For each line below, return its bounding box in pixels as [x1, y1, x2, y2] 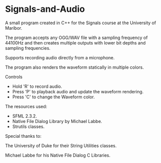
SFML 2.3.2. [12, 113, 37, 119]
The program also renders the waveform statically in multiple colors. [5, 64, 144, 70]
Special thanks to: [5, 133, 42, 139]
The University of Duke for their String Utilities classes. [5, 142, 117, 149]
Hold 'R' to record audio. [12, 83, 63, 89]
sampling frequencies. [5, 45, 51, 51]
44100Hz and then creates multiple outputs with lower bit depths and [5, 40, 146, 45]
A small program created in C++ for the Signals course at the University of [5, 20, 157, 26]
